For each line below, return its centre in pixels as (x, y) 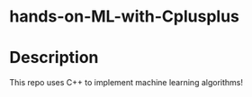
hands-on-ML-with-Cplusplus (125, 17)
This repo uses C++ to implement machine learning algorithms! (126, 83)
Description (54, 58)
